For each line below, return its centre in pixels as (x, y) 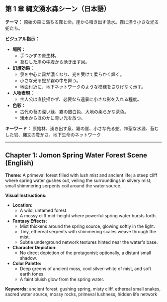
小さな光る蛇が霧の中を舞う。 (50, 80)
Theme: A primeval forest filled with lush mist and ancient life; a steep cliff (81, 175)
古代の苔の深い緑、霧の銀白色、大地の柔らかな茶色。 (74, 112)
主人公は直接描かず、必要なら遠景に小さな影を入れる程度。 (81, 99)
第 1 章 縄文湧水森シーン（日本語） (58, 9)
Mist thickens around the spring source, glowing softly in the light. (87, 226)
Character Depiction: (35, 247)
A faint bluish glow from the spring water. (62, 279)
